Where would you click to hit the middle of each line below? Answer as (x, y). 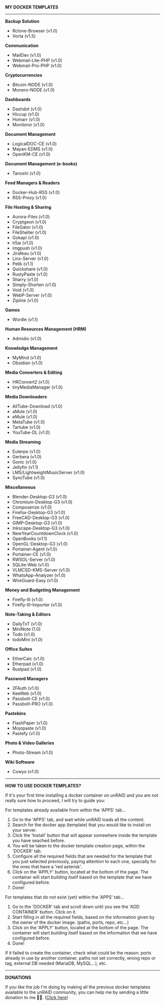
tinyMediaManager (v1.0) (37, 387)
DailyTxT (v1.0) (27, 624)
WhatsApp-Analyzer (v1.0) (39, 575)
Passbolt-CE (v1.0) (31, 698)
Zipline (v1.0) (25, 300)
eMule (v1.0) (25, 417)
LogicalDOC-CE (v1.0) (34, 144)
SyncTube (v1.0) (28, 478)
